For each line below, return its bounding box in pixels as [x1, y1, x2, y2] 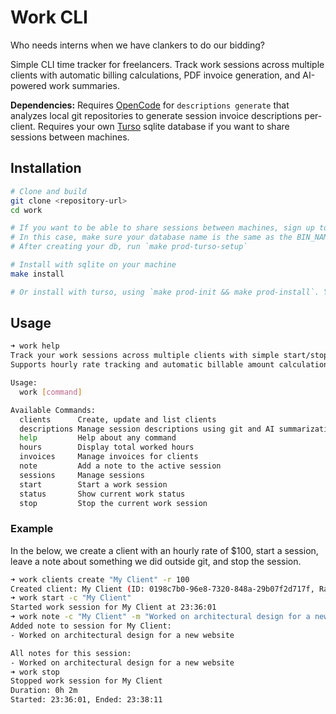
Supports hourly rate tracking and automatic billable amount [10, 360, 275, 370]
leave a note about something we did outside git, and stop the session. [10, 555, 302, 567]
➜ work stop [10, 667, 60, 677]
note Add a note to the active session [19, 461, 222, 471]
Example [10, 522, 54, 536]
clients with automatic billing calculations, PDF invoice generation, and [10, 69, 301, 81]
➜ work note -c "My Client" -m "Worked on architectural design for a [10, 612, 311, 622]
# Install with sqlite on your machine [10, 260, 177, 270]
